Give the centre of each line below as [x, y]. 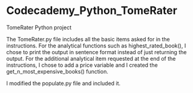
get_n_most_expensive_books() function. [57, 71]
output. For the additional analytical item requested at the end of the [91, 58]
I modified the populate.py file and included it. [64, 83]
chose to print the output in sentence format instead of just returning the [97, 52]
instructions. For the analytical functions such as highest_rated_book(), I [96, 46]
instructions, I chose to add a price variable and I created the [82, 65]
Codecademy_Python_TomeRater [92, 11]
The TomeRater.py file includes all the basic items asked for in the [88, 39]
